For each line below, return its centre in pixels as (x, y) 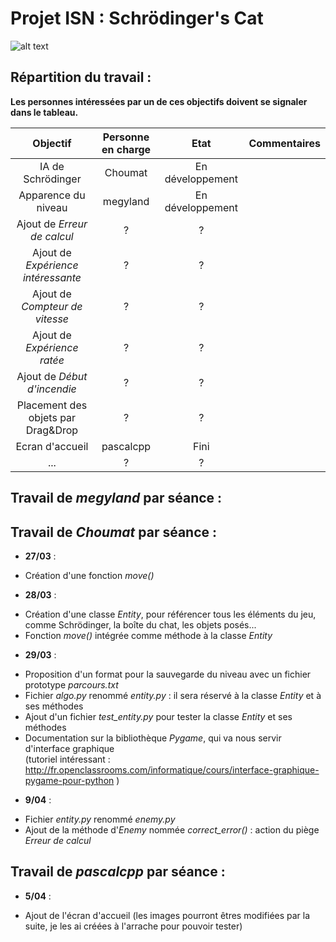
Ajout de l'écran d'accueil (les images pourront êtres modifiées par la (167, 915)
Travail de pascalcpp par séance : (118, 872)
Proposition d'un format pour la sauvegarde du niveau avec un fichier (168, 674)
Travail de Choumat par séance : (114, 532)
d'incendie (52, 389)
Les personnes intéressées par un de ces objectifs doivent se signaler (159, 101)
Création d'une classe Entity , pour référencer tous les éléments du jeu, (170, 614)
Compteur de (52, 306)
